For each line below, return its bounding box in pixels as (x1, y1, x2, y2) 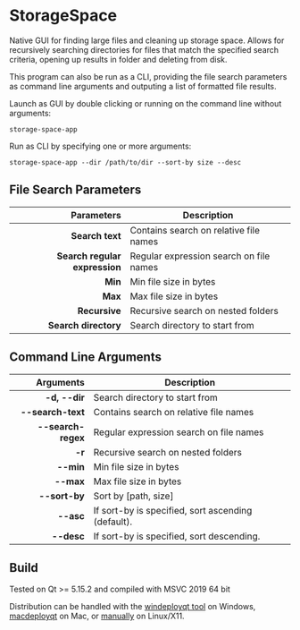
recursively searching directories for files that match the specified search (9, 44, 279, 55)
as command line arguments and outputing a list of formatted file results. (9, 81, 277, 91)
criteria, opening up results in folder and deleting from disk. (9, 54, 228, 64)
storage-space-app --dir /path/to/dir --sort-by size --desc (9, 157, 242, 166)
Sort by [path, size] (93, 490, 174, 502)
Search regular (56, 250, 122, 262)
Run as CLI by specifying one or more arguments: (9, 140, 192, 151)
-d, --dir (45, 391, 85, 404)
